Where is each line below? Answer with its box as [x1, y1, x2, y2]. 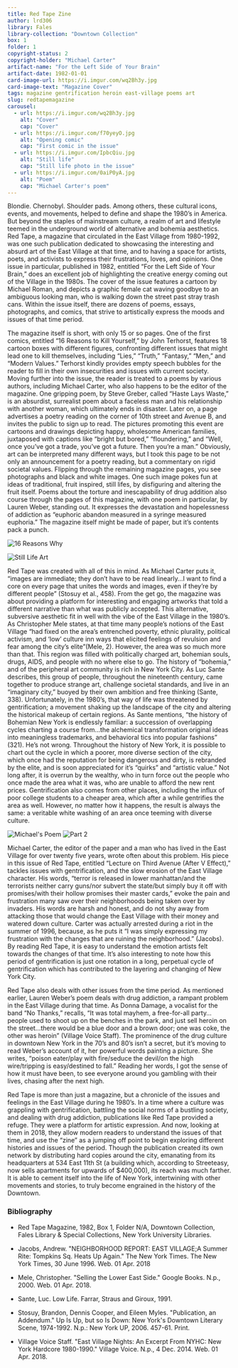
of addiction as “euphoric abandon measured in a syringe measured [7, 510, 207, 519]
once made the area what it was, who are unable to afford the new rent [7, 778, 215, 787]
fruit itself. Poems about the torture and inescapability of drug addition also [7, 488, 227, 497]
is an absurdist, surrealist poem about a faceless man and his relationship [7, 397, 222, 405]
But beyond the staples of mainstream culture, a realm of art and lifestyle [7, 217, 222, 226]
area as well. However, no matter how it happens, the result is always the [7, 801, 221, 810]
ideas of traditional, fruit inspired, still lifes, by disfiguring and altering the [7, 480, 222, 489]
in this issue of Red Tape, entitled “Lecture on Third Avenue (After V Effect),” [7, 859, 231, 868]
